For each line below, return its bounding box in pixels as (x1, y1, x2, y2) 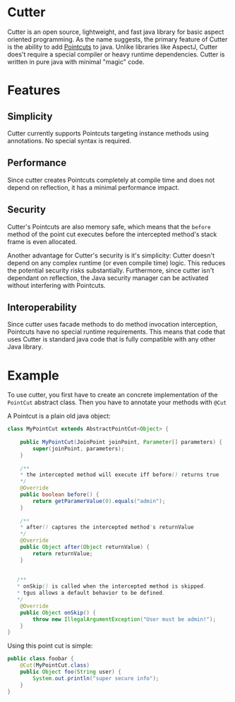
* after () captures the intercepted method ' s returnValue (20, 524, 194, 531)
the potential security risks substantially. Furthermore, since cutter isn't (7, 266, 215, 274)
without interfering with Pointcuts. (7, 281, 106, 289)
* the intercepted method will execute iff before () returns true (20, 471, 219, 478)
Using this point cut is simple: (7, 641, 93, 650)
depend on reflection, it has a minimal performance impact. (7, 183, 180, 191)
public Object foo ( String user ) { (20, 668, 121, 676)
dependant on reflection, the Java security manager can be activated (7, 273, 209, 282)
